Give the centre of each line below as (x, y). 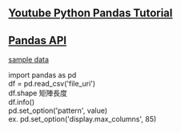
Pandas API (37, 40)
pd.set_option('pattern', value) (58, 110)
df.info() (22, 102)
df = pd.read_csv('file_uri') (52, 84)
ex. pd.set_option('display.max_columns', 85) (82, 119)
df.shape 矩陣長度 (38, 93)
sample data (29, 60)
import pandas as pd (42, 75)
